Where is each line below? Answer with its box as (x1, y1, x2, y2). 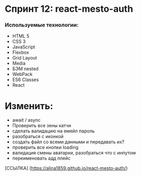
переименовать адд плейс (12, 155, 71, 162)
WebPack (12, 71, 33, 77)
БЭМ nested (12, 66, 39, 72)
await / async (12, 117, 41, 123)
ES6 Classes (12, 76, 39, 83)
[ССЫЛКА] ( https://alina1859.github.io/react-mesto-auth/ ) (5, 165, 128, 171)
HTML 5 (12, 33, 30, 39)
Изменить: (5, 100, 53, 112)
